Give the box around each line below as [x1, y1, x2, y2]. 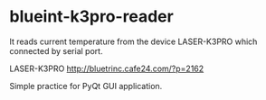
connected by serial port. [9, 45, 103, 56]
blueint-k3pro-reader [9, 6, 174, 27]
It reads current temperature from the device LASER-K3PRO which [9, 36, 258, 47]
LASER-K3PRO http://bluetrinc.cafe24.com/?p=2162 [9, 63, 204, 74]
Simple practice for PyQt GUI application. [9, 80, 163, 91]
